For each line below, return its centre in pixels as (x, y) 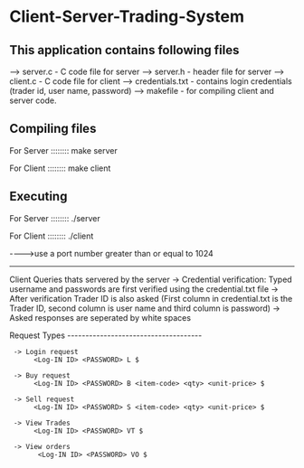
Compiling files (53, 129)
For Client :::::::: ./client (52, 236)
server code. (33, 100)
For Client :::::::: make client (60, 168)
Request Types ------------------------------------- (106, 335)
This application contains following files (124, 50)
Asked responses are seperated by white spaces (100, 317)
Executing (38, 197)
